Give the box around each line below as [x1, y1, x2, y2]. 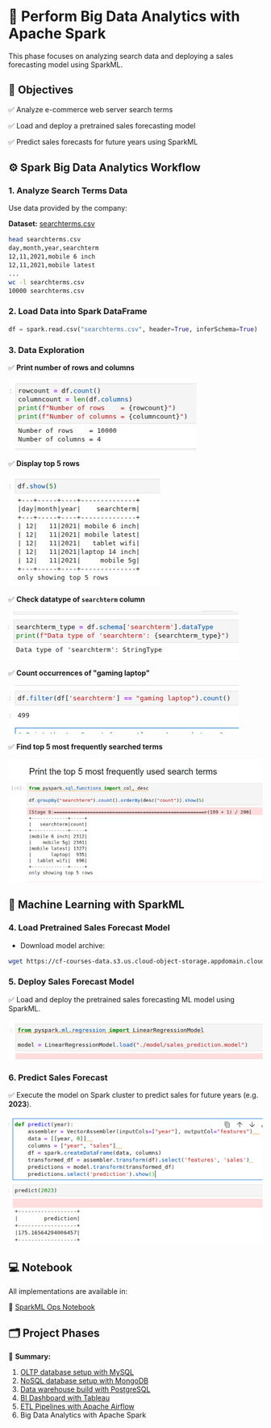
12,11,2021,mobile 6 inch [8, 253, 95, 261]
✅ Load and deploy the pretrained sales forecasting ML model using [8, 994, 236, 1004]
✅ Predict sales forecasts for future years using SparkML [8, 136, 198, 146]
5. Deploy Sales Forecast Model [8, 976, 135, 988]
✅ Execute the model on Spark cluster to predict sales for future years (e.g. [8, 1090, 259, 1100]
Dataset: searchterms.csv [8, 219, 95, 229]
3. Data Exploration [8, 344, 85, 355]
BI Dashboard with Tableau [19, 1393, 110, 1403]
